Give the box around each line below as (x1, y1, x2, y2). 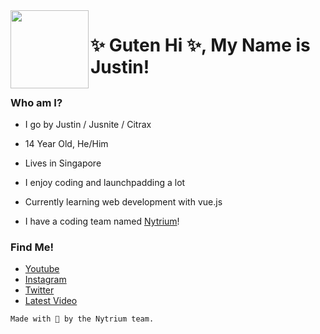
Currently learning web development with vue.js (24, 195, 223, 208)
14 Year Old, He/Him (24, 137, 109, 149)
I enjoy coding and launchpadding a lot (24, 176, 186, 188)
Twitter (24, 284, 55, 296)
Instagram (24, 274, 67, 286)
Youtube (24, 263, 60, 275)
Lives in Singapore (24, 157, 102, 169)
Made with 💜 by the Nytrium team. (10, 314, 155, 324)
